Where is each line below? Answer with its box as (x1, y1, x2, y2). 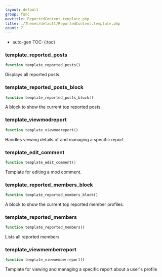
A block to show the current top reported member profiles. (5, 201, 124, 207)
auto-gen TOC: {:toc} (12, 39, 56, 45)
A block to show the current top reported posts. (5, 104, 102, 110)
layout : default (5, 7, 39, 12)
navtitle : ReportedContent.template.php (5, 16, 90, 21)
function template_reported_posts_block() (5, 95, 94, 100)
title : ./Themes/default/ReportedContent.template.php (5, 21, 121, 26)
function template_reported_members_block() (5, 193, 98, 198)
